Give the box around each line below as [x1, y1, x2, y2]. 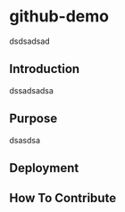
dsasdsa [9, 135, 41, 145]
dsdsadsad [9, 36, 51, 46]
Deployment [9, 160, 79, 175]
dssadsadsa [9, 85, 54, 95]
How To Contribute [9, 191, 117, 206]
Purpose [9, 111, 58, 126]
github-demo [9, 6, 110, 27]
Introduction [9, 61, 80, 77]
